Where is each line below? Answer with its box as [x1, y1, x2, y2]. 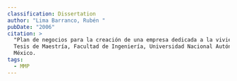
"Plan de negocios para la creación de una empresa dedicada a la [13, 37, 213, 44]
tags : [7, 56, 23, 63]
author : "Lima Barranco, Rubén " [7, 17, 106, 24]
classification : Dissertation [7, 10, 97, 18]
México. [13, 50, 37, 57]
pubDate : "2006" [7, 23, 55, 30]
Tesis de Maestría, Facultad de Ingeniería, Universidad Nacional [13, 43, 213, 50]
